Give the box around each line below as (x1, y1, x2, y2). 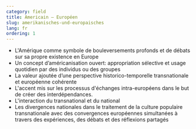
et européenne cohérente (14, 78, 77, 86)
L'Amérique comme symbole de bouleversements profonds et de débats (14, 47, 191, 54)
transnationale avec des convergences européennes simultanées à (14, 110, 178, 117)
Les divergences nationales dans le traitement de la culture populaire (14, 104, 183, 111)
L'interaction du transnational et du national (14, 97, 120, 104)
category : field (6, 8, 46, 15)
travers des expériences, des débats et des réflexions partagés (14, 116, 169, 123)
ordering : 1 (6, 31, 35, 37)
